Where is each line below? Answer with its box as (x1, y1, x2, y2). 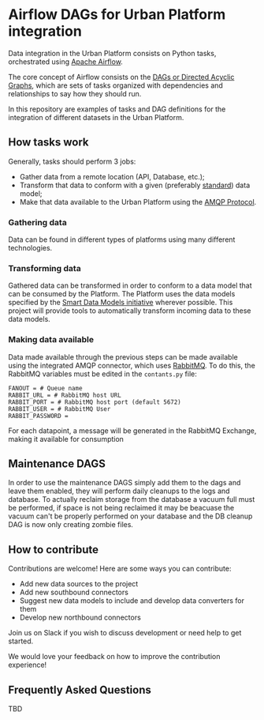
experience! (8, 660, 47, 669)
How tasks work (8, 136, 89, 149)
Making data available (8, 334, 95, 345)
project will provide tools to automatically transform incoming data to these (8, 306, 251, 315)
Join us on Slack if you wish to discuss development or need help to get (8, 628, 242, 638)
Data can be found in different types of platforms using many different (8, 235, 236, 244)
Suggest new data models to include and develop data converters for (19, 596, 245, 605)
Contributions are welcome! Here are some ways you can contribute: (8, 564, 232, 574)
